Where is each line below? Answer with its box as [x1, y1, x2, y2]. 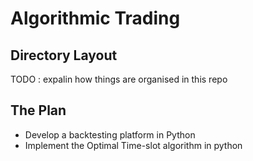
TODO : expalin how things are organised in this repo [10, 73, 228, 85]
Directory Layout [10, 47, 118, 64]
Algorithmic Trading [10, 7, 181, 30]
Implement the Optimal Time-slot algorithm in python [24, 139, 243, 151]
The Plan [10, 102, 67, 119]
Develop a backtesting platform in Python [24, 128, 196, 141]
